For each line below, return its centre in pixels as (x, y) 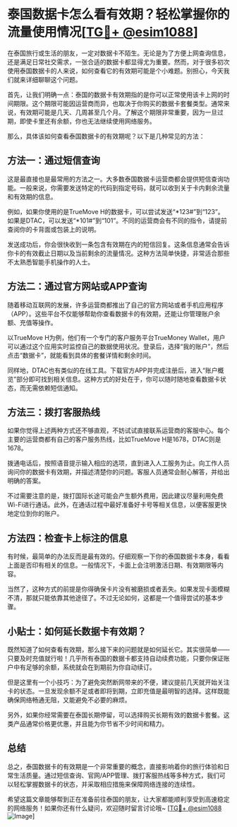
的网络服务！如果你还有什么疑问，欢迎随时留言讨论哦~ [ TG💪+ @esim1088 (115, 808)
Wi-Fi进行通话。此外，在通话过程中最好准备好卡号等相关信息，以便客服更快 (117, 505)
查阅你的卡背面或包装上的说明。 (54, 229)
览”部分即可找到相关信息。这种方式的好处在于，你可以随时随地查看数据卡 (114, 379)
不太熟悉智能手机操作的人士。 (50, 262)
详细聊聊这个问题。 (54, 79)
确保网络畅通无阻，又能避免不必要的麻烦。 (69, 700)
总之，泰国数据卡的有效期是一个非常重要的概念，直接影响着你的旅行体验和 (115, 766)
